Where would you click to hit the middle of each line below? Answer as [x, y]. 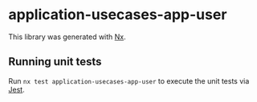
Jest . [17, 89]
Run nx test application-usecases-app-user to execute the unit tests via [129, 80]
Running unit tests [55, 62]
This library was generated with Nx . [67, 37]
